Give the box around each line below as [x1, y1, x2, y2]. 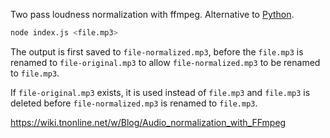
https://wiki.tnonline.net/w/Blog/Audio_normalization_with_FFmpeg [10, 116, 287, 128]
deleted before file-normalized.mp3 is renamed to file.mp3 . [10, 97, 258, 109]
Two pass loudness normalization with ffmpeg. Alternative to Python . [10, 9, 295, 20]
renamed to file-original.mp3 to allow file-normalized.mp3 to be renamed [10, 56, 321, 68]
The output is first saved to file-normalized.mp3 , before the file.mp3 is [10, 45, 304, 58]
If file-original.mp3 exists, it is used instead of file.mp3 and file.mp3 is [10, 86, 311, 98]
